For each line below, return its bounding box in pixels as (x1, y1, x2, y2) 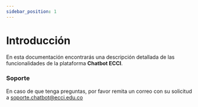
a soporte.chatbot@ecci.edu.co (6, 93, 83, 101)
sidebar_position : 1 (6, 8, 57, 15)
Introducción (6, 34, 71, 47)
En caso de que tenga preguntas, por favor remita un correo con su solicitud (6, 88, 192, 95)
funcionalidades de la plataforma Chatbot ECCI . (6, 59, 123, 66)
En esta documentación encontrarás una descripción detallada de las (6, 53, 175, 61)
